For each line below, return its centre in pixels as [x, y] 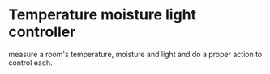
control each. [30, 63]
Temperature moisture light [103, 15]
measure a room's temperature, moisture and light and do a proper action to [135, 54]
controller [42, 32]
